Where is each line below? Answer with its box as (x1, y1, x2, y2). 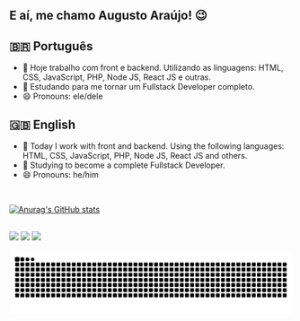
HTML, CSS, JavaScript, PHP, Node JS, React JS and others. (22, 151, 248, 161)
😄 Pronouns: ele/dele (22, 91, 103, 102)
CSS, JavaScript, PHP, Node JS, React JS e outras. (22, 72, 211, 82)
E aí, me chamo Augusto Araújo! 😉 (9, 8, 208, 23)
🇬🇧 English (9, 117, 76, 132)
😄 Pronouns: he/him (22, 169, 99, 180)
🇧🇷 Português (9, 39, 93, 54)
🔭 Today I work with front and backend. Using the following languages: (22, 141, 285, 152)
